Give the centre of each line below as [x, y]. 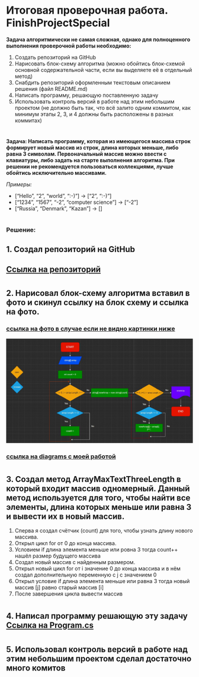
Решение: [21, 230]
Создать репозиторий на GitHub [55, 57]
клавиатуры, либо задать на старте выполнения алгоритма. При [90, 160]
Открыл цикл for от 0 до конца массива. [65, 543]
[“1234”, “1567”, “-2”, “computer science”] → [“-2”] [76, 202]
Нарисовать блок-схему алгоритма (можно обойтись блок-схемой [100, 64]
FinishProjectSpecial [58, 23]
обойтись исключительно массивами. [56, 173]
